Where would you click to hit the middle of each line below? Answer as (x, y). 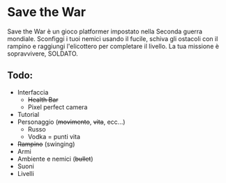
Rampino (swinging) (46, 144)
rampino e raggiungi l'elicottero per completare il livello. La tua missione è (113, 46)
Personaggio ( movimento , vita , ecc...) (71, 122)
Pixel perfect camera (58, 107)
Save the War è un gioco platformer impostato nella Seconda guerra (105, 31)
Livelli (26, 173)
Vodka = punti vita (54, 136)
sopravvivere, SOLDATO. (43, 54)
